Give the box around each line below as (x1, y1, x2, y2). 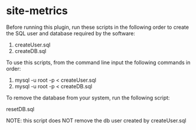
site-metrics (6, 4, 68, 18)
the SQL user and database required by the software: (6, 29, 136, 36)
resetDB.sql (6, 105, 34, 112)
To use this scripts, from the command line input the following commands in (6, 59, 191, 66)
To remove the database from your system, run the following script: (6, 94, 170, 101)
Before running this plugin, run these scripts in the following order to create (6, 24, 189, 31)
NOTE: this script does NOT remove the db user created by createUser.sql (6, 116, 187, 124)
